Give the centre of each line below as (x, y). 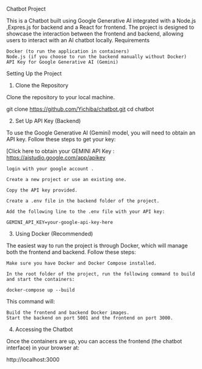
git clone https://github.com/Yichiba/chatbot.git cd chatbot (80, 109)
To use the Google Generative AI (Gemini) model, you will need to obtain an (101, 133)
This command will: (31, 301)
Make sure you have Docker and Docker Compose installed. (81, 263)
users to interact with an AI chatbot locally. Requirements (78, 40)
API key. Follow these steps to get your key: (61, 139)
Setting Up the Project (34, 73)
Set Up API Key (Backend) (48, 121)
